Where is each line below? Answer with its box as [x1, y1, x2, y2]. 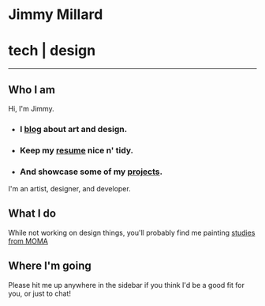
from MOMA [8, 236, 49, 246]
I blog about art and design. [19, 123, 128, 134]
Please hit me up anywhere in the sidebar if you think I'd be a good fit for [8, 280, 245, 289]
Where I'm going [8, 259, 92, 273]
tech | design [8, 42, 96, 60]
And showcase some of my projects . [19, 166, 163, 177]
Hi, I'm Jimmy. [8, 104, 54, 113]
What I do [8, 207, 57, 221]
